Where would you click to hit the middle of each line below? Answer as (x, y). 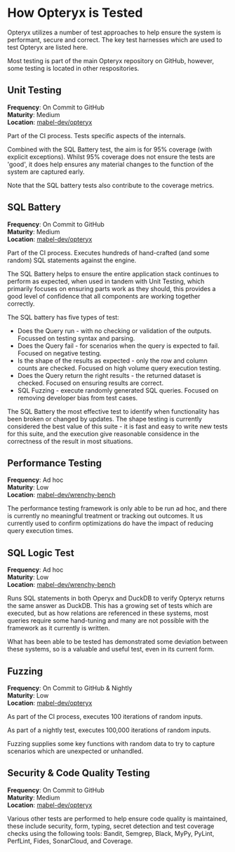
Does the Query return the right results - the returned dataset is (109, 375)
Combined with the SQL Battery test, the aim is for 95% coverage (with (110, 149)
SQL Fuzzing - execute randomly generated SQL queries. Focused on (118, 390)
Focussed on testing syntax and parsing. (76, 338)
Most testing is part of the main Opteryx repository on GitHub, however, (111, 60)
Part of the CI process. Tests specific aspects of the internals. (96, 135)
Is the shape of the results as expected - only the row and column (113, 360)
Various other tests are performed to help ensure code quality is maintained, (117, 818)
